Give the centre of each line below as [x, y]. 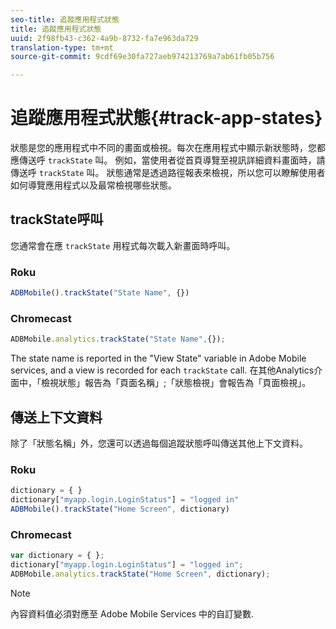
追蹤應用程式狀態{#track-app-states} [166, 118]
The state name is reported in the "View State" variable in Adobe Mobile [158, 358]
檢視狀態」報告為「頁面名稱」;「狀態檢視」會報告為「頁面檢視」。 [176, 383]
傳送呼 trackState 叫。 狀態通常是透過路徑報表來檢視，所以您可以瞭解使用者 [168, 173]
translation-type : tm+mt [62, 47]
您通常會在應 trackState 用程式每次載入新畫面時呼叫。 [123, 245]
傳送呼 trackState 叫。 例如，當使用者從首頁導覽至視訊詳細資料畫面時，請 [172, 160]
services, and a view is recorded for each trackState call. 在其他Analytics [162, 370]
